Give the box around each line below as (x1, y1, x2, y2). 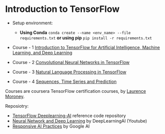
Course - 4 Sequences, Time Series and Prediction (12, 78, 117, 84)
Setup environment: (12, 20, 53, 26)
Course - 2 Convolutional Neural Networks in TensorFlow (12, 59, 130, 65)
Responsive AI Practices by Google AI (12, 123, 90, 129)
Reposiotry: (5, 103, 29, 109)
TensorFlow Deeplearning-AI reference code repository (12, 113, 126, 119)
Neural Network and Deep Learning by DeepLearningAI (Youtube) (12, 118, 148, 124)
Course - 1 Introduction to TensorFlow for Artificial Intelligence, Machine (12, 44, 160, 50)
